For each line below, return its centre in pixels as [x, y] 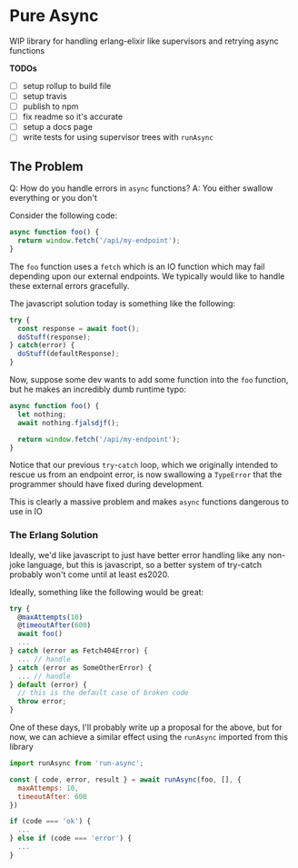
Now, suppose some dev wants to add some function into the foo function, [149, 379]
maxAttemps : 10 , [48, 788]
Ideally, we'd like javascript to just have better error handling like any [138, 554]
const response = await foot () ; [79, 328]
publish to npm [50, 106]
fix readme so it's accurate [73, 117]
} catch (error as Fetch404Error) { [79, 651]
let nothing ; [42, 414]
